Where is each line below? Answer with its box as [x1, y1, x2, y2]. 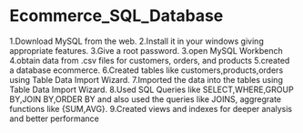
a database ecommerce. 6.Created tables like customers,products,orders [9, 65, 284, 76]
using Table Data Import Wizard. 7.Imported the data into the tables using [9, 74, 284, 85]
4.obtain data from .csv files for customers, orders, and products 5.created [9, 55, 290, 66]
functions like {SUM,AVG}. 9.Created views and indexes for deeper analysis [9, 103, 293, 114]
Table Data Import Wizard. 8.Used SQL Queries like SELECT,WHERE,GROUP [9, 84, 294, 95]
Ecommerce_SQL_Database [9, 5, 224, 26]
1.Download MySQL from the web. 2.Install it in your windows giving [9, 36, 264, 46]
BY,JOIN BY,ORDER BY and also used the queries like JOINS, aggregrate [9, 93, 282, 105]
